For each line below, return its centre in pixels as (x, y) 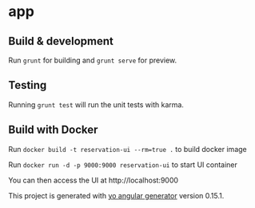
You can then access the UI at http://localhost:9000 (93, 180)
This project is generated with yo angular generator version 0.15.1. (116, 195)
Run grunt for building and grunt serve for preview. (93, 60)
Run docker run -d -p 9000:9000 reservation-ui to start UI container (123, 164)
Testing (28, 85)
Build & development (61, 41)
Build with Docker (53, 130)
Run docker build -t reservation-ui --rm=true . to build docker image (127, 149)
